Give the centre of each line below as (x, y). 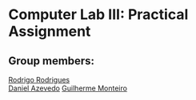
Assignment (50, 31)
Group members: (51, 61)
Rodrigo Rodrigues (39, 80)
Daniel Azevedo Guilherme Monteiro (68, 88)
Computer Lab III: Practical (98, 15)
